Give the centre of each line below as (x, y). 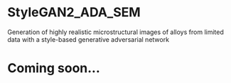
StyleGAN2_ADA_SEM (74, 12)
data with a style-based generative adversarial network (88, 39)
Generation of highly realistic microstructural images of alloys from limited (116, 32)
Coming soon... (54, 68)
